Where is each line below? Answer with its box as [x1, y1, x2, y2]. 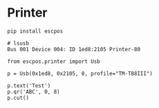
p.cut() [7, 94, 30, 101]
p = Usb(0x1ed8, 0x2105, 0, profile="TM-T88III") [7, 70, 153, 77]
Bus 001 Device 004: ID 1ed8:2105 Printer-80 [7, 46, 140, 53]
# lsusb [7, 39, 30, 46]
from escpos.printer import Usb [7, 57, 100, 65]
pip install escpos [7, 28, 64, 35]
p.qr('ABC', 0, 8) [7, 88, 60, 95]
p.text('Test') [7, 82, 51, 89]
